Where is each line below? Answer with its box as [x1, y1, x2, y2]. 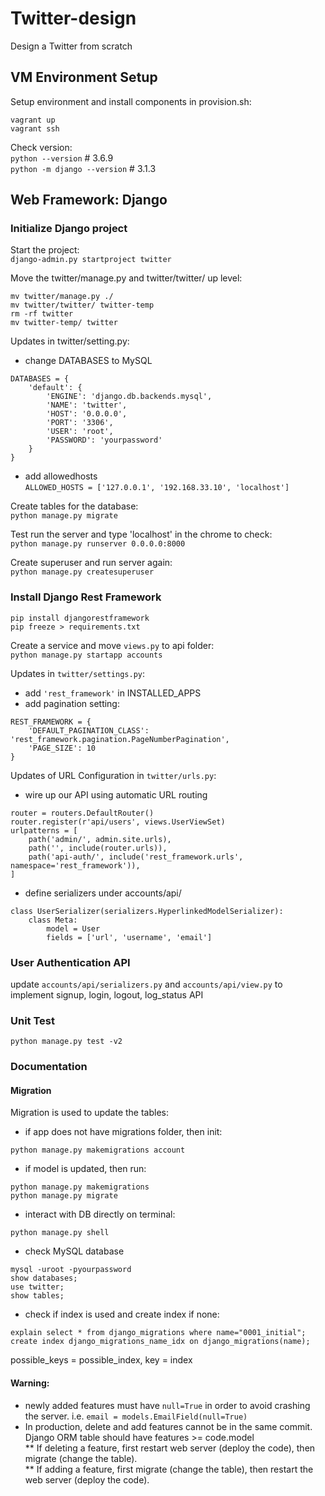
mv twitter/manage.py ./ [10, 292, 114, 302]
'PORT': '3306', [46, 418, 114, 428]
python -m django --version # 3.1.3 [10, 162, 157, 174]
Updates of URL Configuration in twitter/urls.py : [10, 769, 217, 781]
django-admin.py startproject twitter [10, 255, 172, 265]
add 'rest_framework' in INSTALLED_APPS [24, 687, 202, 699]
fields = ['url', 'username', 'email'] [46, 932, 213, 942]
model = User [46, 923, 101, 934]
